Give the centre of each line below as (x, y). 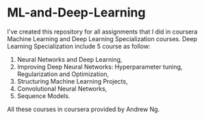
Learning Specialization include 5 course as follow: (79, 46)
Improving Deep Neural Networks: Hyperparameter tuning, (100, 67)
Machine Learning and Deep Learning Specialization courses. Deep (102, 38)
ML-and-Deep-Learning (76, 13)
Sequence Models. (43, 96)
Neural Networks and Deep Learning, (69, 59)
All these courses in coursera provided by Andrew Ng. (84, 109)
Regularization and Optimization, (63, 74)
